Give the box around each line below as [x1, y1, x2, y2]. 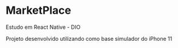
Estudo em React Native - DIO [5, 23, 81, 31]
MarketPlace [5, 4, 71, 17]
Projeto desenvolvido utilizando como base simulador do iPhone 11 [5, 35, 173, 42]
